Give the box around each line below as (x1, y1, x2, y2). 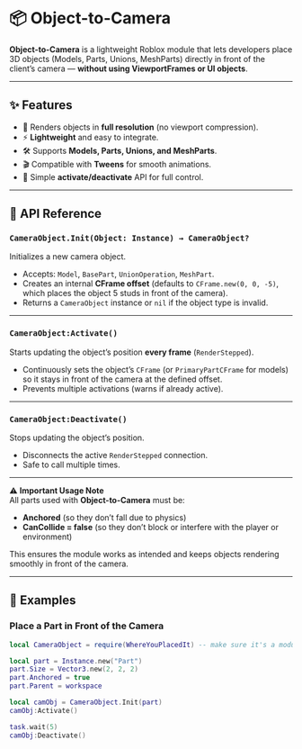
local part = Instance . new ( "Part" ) (9, 656, 143, 665)
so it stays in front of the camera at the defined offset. (22, 374, 223, 384)
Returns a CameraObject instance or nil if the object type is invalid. (22, 297, 269, 308)
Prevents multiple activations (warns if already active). (22, 383, 224, 393)
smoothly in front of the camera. (9, 558, 129, 569)
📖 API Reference (9, 206, 102, 221)
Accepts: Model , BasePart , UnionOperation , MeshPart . (22, 268, 215, 280)
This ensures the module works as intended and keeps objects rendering (9, 549, 280, 560)
